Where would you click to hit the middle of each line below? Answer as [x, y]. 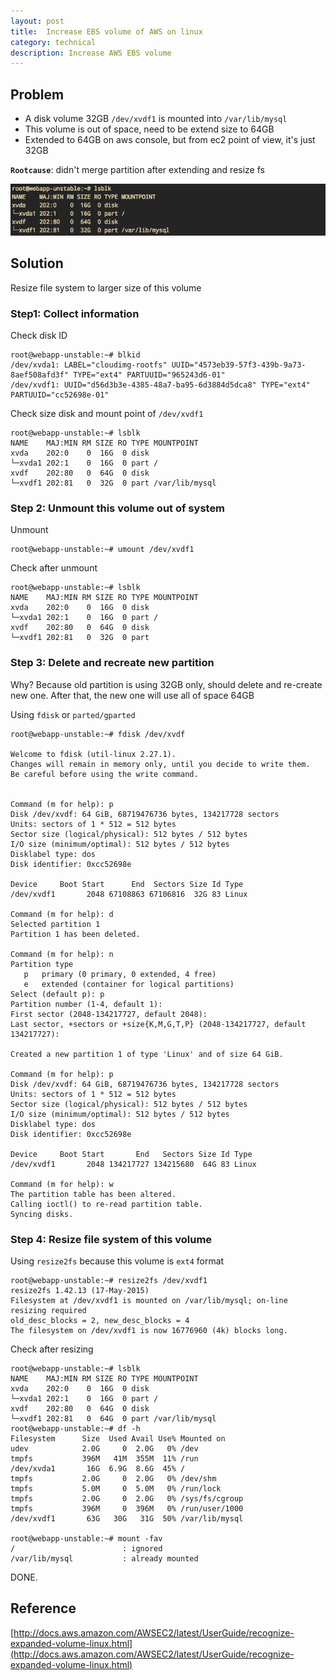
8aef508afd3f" [40, 375]
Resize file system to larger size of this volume [106, 287]
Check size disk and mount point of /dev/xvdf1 [107, 413]
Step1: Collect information [75, 313]
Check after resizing [52, 1349]
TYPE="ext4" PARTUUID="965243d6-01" [149, 375]
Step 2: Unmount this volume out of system [118, 508]
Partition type [42, 964]
